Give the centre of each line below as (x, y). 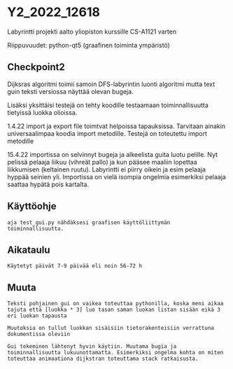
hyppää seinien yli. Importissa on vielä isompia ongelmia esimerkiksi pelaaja (116, 176)
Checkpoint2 (36, 67)
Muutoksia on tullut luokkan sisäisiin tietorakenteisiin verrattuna (111, 328)
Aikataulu (29, 250)
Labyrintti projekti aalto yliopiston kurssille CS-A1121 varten (92, 32)
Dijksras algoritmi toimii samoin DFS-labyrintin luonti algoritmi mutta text (111, 84)
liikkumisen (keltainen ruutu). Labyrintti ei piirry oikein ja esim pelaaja (107, 169)
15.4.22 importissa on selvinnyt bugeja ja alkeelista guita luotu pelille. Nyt (113, 154)
